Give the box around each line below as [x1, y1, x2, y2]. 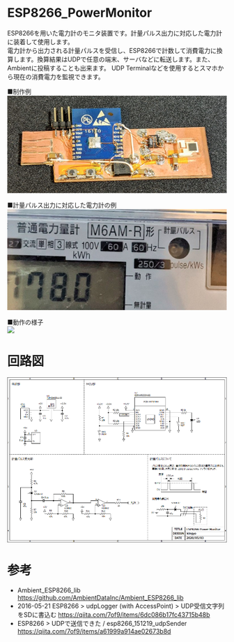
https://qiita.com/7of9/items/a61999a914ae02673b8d [17, 627, 171, 635]
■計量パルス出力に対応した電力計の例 [7, 200, 117, 209]
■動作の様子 [7, 318, 44, 326]
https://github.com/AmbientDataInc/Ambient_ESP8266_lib [17, 593, 184, 601]
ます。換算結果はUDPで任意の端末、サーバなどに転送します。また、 [19, 54, 214, 64]
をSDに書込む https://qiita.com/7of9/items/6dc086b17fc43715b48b [17, 610, 210, 619]
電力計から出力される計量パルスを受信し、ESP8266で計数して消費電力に [7, 46, 217, 54]
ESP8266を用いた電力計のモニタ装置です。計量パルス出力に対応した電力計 [7, 29, 223, 37]
